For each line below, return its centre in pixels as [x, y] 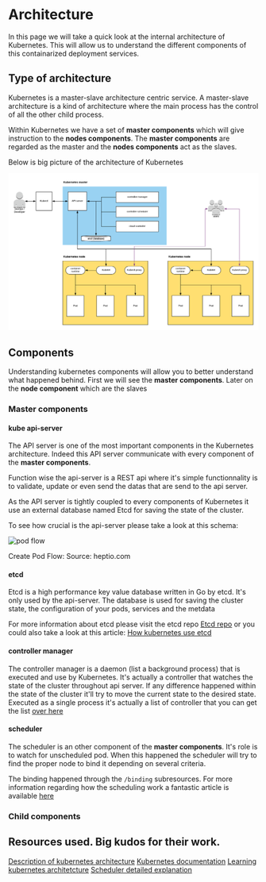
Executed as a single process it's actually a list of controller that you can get [133, 702]
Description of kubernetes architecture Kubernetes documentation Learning [132, 861]
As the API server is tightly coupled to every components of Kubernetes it [129, 502]
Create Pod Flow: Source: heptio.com [69, 557]
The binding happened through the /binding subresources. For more [120, 779]
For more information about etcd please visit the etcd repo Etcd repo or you [132, 624]
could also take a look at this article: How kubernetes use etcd [110, 633]
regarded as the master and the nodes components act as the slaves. [123, 146]
